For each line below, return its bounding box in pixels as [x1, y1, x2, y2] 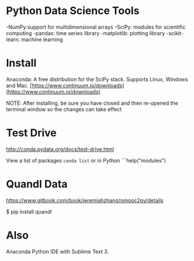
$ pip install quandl [6, 208, 52, 215]
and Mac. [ [6, 82, 32, 89]
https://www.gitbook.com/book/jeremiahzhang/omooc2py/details [6, 197, 164, 204]
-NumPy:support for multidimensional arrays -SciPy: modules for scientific [6, 23, 186, 30]
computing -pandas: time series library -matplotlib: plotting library [6, 29, 165, 36]
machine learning [21, 36, 63, 43]
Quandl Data [6, 177, 68, 191]
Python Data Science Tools [6, 4, 140, 18]
